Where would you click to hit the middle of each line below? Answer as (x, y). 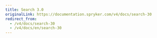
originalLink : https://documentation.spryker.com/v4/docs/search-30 (78, 14)
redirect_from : (21, 19)
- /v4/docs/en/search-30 (36, 28)
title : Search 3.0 (24, 10)
